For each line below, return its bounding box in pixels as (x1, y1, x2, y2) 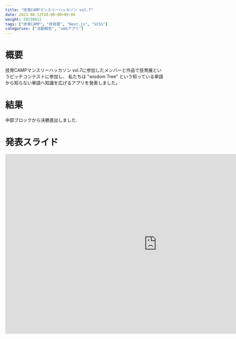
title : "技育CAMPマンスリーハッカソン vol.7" (5, 7, 93, 13)
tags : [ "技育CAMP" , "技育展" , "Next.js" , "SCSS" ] (5, 21, 108, 27)
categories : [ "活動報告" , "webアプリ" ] (5, 26, 84, 31)
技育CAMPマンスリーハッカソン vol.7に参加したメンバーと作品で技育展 (5, 67, 153, 73)
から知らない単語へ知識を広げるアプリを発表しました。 (5, 80, 120, 86)
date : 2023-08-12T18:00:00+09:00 (5, 12, 76, 17)
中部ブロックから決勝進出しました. (5, 117, 78, 123)
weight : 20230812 (5, 17, 42, 22)
